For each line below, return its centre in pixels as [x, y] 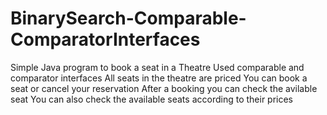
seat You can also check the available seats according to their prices [152, 99]
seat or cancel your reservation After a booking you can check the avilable [164, 88]
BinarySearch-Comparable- [128, 18]
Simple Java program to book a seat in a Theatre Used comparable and [157, 67]
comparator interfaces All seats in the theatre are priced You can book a [159, 78]
